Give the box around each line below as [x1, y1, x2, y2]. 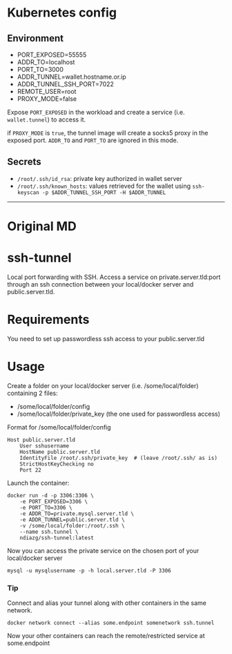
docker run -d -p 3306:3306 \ [7, 492, 95, 499]
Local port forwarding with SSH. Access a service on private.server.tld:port [7, 273, 221, 281]
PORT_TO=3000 [17, 66, 64, 73]
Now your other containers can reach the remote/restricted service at [7, 632, 205, 640]
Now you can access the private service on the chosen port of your [7, 546, 200, 555]
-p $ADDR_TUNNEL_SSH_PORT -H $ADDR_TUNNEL [42, 189, 166, 196]
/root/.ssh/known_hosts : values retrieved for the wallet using [17, 182, 191, 190]
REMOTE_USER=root [17, 88, 77, 95]
